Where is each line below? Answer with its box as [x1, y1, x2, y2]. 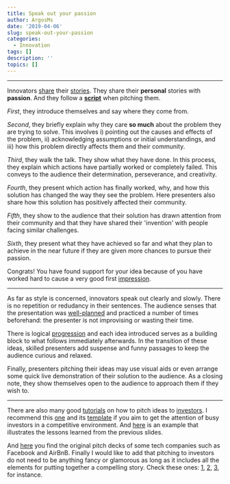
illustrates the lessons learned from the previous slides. [7, 428, 163, 436]
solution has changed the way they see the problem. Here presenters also [7, 190, 216, 199]
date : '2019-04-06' [7, 23, 63, 30]
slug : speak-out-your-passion [7, 29, 94, 36]
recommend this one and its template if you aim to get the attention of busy [7, 413, 220, 422]
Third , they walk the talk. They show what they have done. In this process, [7, 155, 217, 163]
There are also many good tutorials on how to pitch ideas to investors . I [7, 406, 207, 414]
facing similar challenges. [7, 226, 79, 234]
